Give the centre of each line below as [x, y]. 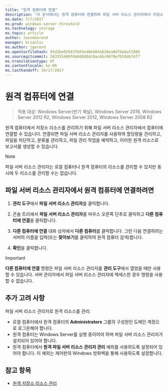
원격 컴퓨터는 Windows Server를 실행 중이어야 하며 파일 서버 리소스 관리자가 [88, 334]
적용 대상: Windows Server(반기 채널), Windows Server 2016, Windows [90, 111]
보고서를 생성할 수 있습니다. [32, 146]
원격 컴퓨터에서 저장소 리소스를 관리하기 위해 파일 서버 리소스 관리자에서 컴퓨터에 [84, 127]
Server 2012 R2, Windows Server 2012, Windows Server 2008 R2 [85, 117]
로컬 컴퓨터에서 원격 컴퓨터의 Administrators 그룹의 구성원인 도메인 [79, 322]
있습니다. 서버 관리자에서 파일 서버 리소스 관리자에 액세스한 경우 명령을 [85, 274]
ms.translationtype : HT [30, 61]
